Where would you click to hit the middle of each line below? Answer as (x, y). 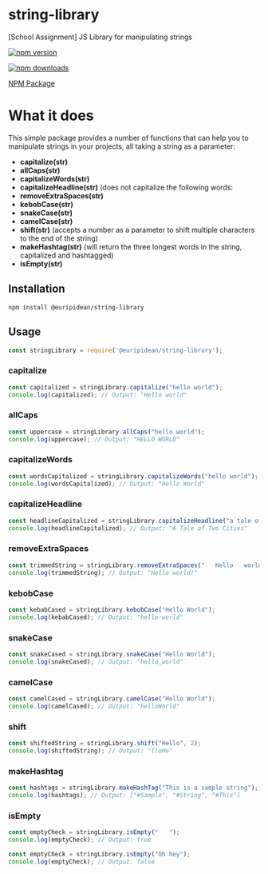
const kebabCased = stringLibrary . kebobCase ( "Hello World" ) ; (112, 609)
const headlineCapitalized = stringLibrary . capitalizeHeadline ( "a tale (130, 521)
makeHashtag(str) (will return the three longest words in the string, (131, 246)
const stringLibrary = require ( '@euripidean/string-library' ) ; (116, 350)
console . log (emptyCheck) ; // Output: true (80, 840)
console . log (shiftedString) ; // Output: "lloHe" (91, 750)
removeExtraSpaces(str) (61, 196)
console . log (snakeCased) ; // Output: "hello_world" (96, 661)
